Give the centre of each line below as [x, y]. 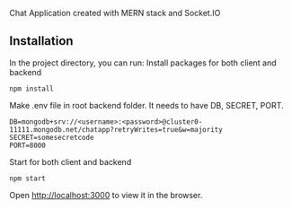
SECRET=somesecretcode [52, 137]
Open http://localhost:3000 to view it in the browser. [106, 195]
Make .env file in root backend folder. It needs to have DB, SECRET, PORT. [147, 105]
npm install [31, 89]
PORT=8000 [28, 145]
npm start [28, 179]
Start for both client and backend [71, 161]
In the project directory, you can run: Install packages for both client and [143, 63]
